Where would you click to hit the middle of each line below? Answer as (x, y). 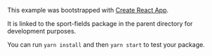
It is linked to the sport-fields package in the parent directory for (100, 23)
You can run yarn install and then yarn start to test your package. (106, 44)
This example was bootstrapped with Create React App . (88, 10)
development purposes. (42, 31)
